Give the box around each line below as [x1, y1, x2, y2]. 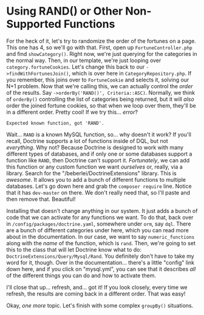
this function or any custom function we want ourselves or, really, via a [6, 163, 183, 170]
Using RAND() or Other [6, 4, 123, 18]
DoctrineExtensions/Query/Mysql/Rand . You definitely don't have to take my [6, 252, 194, 260]
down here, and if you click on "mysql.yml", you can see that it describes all [6, 265, 196, 272]
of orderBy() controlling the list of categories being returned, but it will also [6, 95, 194, 103]
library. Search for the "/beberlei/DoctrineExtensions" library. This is [6, 169, 177, 177]
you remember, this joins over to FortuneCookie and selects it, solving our [6, 76, 189, 83]
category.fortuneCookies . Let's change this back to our [6, 63, 145, 71]
